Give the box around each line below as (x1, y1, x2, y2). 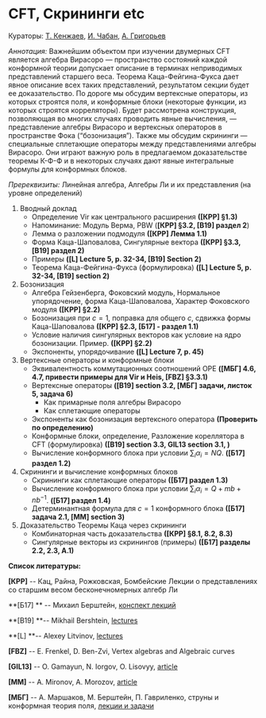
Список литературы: (8, 561, 81, 571)
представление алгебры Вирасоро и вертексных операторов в (8, 122, 222, 132)
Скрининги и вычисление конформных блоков (19, 467, 179, 476)
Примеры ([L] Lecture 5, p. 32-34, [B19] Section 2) (31, 254, 202, 263)
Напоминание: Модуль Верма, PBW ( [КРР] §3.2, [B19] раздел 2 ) (31, 220, 250, 230)
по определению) (31, 422, 94, 432)
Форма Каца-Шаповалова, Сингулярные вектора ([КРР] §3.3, (31, 237, 241, 247)
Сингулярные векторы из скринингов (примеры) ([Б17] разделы (31, 537, 251, 547)
